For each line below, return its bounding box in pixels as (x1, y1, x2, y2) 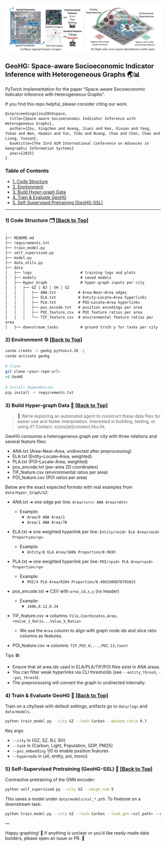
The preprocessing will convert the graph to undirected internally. (12, 679, 146, 685)
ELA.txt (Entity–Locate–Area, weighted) (12, 453, 92, 459)
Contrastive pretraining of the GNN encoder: (5, 777, 95, 783)
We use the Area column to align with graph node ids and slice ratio (19, 627, 157, 633)
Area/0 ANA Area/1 (27, 515, 65, 520)
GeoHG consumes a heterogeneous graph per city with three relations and (5, 433, 157, 439)
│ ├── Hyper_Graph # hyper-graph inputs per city (5, 280, 145, 285)
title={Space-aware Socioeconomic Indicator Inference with (9, 116, 136, 121)
